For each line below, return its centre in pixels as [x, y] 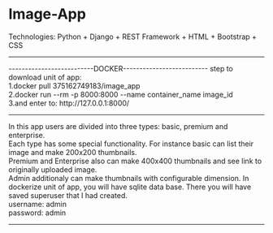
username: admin [38, 204]
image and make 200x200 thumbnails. [73, 152]
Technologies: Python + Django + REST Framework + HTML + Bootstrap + [133, 37]
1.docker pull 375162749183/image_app [74, 85]
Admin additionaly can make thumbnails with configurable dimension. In [129, 178]
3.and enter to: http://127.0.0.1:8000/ [69, 103]
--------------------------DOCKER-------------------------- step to [121, 68]
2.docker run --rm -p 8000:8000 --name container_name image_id [121, 94]
